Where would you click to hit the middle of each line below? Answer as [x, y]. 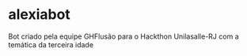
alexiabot [40, 15]
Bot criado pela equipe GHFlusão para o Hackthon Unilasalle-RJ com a [123, 36]
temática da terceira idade [51, 44]
